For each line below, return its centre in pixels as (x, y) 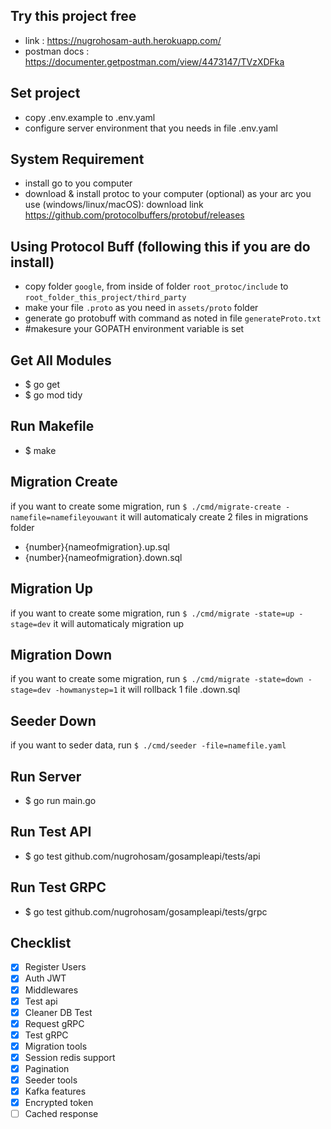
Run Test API (51, 832)
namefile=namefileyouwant (64, 517)
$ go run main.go (60, 800)
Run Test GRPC (58, 887)
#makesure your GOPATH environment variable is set (134, 329)
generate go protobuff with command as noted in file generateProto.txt (173, 318)
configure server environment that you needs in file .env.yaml (151, 128)
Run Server (46, 776)
